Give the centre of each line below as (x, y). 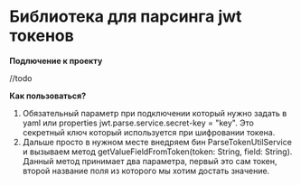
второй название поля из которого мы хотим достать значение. (146, 171)
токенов (42, 36)
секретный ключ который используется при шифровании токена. (149, 132)
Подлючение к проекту (56, 60)
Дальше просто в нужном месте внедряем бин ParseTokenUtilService (157, 142)
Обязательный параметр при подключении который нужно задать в (155, 113)
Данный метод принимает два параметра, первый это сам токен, (150, 161)
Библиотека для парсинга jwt (126, 17)
